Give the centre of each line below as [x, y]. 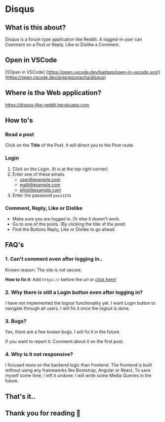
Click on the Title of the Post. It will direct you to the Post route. [70, 145]
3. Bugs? [16, 321]
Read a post [20, 134]
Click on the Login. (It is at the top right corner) [60, 169]
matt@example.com [40, 185]
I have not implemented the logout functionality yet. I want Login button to [80, 303]
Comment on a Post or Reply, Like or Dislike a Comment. [62, 45]
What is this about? [36, 27]
